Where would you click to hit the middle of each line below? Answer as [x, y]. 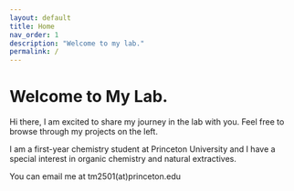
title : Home [32, 26]
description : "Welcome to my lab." [77, 43]
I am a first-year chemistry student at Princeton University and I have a [142, 149]
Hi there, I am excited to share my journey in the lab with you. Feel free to [147, 122]
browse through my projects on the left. [84, 132]
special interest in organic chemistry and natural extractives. [123, 159]
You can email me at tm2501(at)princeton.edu [95, 176]
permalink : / [34, 52]
